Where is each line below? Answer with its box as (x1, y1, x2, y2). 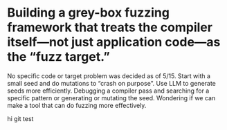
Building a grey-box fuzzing (7, 5, 170, 21)
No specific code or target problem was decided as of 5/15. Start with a (7, 71, 211, 80)
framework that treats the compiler (7, 19, 213, 35)
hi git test (7, 114, 34, 122)
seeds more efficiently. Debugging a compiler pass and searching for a (7, 86, 210, 95)
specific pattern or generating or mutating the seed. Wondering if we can (7, 93, 216, 102)
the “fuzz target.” (7, 49, 111, 65)
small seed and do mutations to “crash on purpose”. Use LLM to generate (7, 79, 217, 87)
